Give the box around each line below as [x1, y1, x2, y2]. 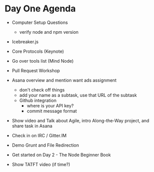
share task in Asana [11, 123, 53, 129]
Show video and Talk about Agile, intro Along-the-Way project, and [11, 117, 150, 123]
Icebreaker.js [11, 38, 39, 45]
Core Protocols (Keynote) [11, 48, 64, 54]
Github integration [19, 97, 57, 103]
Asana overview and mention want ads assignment [11, 77, 117, 83]
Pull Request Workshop [11, 68, 60, 74]
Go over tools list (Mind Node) [11, 58, 74, 64]
